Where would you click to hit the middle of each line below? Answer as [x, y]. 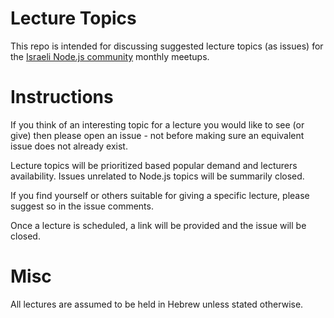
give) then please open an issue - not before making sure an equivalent [157, 135]
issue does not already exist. [69, 146]
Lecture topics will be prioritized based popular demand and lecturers [154, 165]
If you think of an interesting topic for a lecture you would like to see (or [157, 124]
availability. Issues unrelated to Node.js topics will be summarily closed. [157, 176]
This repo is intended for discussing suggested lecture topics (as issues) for [167, 46]
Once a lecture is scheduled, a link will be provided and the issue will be [158, 225]
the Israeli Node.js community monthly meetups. [110, 56]
